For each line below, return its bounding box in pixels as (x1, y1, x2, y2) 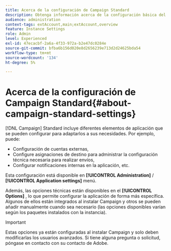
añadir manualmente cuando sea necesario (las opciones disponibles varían (5, 204, 166, 210)
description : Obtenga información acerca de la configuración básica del (5, 12, 166, 17)
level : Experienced (5, 36, 47, 41)
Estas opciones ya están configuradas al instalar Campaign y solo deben (5, 229, 159, 236)
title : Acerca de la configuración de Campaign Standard (5, 7, 130, 13)
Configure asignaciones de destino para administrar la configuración (12, 152, 158, 158)
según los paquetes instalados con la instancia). (5, 210, 107, 216)
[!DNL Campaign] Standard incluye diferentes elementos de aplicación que (5, 125, 163, 131)
